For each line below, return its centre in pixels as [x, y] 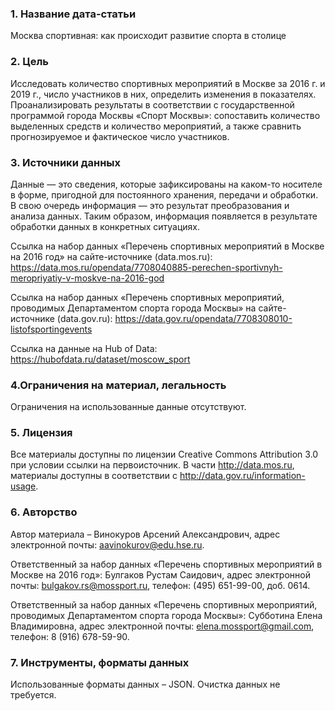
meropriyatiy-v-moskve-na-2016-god [87, 278]
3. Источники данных [66, 162]
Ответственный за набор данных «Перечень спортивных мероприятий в [166, 564]
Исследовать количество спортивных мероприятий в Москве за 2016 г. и [168, 83]
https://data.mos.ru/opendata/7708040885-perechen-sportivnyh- [146, 267]
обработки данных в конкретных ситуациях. [105, 226]
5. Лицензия [41, 433]
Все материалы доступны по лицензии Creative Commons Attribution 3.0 [164, 454]
